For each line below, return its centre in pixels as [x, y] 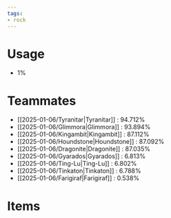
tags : [15, 13]
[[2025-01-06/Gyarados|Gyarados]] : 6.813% [81, 156]
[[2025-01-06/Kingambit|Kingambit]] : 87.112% [83, 134]
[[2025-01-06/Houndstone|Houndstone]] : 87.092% [91, 142]
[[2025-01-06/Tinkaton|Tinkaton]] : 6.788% [79, 171]
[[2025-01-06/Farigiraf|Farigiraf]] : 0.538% [78, 178]
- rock [17, 20]
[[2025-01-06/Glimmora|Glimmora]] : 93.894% [84, 127]
